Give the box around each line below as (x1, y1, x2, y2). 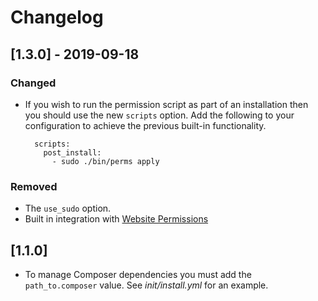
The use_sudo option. (24, 202, 112, 215)
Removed (10, 179, 58, 193)
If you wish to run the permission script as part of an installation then (24, 98, 309, 110)
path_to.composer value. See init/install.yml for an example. (24, 279, 269, 291)
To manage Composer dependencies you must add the (24, 268, 252, 280)
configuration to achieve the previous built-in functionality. (24, 119, 267, 131)
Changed (10, 76, 57, 90)
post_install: (43, 147, 102, 158)
